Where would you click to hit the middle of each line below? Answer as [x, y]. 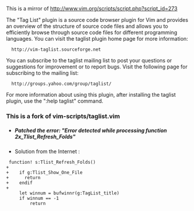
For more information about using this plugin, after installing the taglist [91, 95]
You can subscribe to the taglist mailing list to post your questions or [89, 60]
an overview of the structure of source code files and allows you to [87, 26]
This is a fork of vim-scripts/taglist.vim [63, 116]
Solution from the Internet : [47, 151]
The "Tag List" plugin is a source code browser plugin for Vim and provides [97, 20]
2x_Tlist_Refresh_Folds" [45, 136]
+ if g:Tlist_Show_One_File [44, 172]
